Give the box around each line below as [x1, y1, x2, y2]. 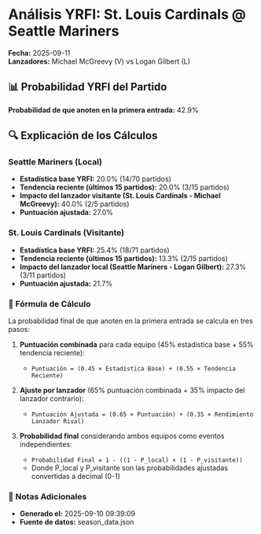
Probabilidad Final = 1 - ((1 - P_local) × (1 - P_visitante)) [31, 456, 244, 465]
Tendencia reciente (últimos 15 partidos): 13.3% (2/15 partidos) [19, 253, 228, 263]
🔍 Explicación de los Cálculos [8, 129, 158, 142]
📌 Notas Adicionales [8, 491, 87, 502]
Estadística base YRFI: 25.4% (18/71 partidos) [19, 245, 171, 255]
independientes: [19, 440, 72, 449]
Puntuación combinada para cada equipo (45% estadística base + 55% [19, 340, 254, 349]
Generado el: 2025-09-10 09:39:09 [19, 509, 136, 518]
